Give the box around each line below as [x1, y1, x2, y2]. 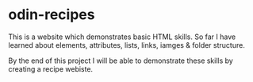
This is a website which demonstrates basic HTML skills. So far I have [8, 32, 236, 41]
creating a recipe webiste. [8, 64, 94, 73]
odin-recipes [8, 6, 95, 24]
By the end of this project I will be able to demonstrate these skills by [8, 56, 234, 65]
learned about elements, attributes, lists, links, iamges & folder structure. [8, 40, 246, 49]
